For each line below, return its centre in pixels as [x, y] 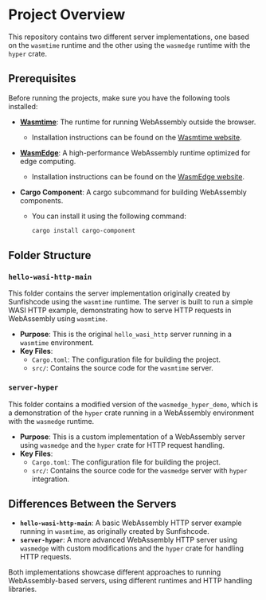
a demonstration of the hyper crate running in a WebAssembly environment [131, 413]
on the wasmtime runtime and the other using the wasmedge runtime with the [129, 45]
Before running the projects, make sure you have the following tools [119, 98]
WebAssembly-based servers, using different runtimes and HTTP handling [130, 581]
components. [41, 200]
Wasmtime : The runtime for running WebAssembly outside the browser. [138, 122]
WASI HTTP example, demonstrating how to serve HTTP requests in [120, 310]
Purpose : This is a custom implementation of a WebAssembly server [132, 437]
